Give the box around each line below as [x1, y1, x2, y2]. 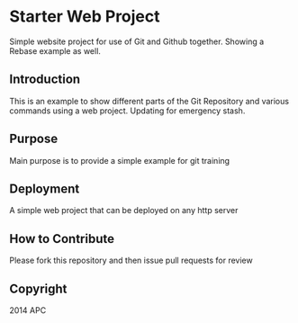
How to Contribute [9, 231, 115, 247]
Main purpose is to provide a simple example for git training [9, 155, 230, 166]
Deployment [9, 181, 80, 196]
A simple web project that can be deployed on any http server [9, 205, 239, 216]
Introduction [9, 72, 81, 87]
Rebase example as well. [9, 45, 102, 56]
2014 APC [9, 305, 47, 316]
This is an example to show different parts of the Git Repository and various [9, 95, 290, 106]
